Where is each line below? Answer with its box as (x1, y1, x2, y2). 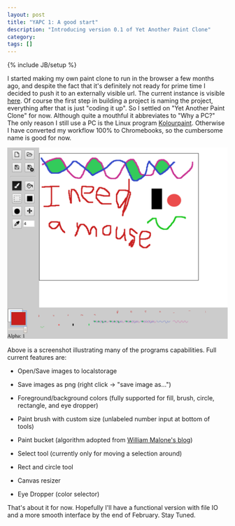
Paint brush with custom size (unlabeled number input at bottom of (17, 415, 211, 423)
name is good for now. (7, 133, 72, 143)
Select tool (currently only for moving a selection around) (17, 449, 183, 458)
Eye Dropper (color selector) (17, 490, 100, 499)
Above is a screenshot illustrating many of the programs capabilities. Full (7, 346, 217, 354)
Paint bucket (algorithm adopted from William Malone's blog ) (17, 436, 193, 444)
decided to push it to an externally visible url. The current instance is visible (7, 89, 225, 98)
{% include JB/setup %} (7, 61, 77, 69)
